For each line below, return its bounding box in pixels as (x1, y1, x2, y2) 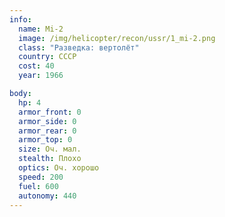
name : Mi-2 (18, 24, 64, 34)
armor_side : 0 (18, 116, 77, 126)
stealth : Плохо (18, 154, 82, 164)
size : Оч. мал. (18, 144, 82, 155)
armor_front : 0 (18, 107, 82, 117)
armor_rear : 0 (18, 126, 77, 136)
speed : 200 (18, 172, 64, 182)
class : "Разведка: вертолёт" (18, 42, 140, 53)
